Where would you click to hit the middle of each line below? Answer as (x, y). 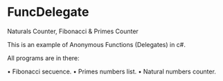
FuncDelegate (48, 12)
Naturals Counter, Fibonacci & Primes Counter (73, 31)
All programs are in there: (43, 58)
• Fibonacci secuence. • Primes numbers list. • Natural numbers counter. (112, 71)
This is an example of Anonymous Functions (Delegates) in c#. (96, 44)
